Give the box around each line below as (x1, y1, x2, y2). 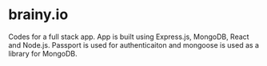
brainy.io (8, 6, 69, 24)
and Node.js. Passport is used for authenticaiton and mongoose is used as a (8, 40, 260, 49)
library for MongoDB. (8, 49, 78, 58)
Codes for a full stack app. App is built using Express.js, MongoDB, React (8, 32, 249, 41)
